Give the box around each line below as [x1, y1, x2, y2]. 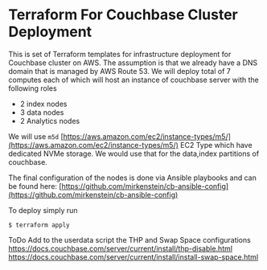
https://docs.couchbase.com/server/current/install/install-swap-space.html [8, 252, 259, 262]
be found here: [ [8, 181, 62, 190]
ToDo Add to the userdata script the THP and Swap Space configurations [8, 235, 251, 244]
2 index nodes [19, 99, 68, 108]
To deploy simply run [8, 205, 78, 215]
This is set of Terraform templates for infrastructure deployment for [8, 49, 232, 59]
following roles [8, 83, 58, 93]
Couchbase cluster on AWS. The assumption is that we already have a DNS [8, 58, 258, 67]
